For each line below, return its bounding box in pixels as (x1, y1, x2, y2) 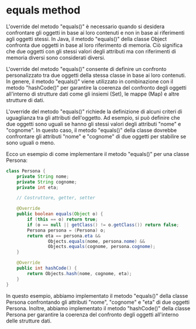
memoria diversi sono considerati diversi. (6, 54, 105, 61)
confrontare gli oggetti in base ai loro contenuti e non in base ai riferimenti (6, 29, 185, 36)
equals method (6, 4, 81, 17)
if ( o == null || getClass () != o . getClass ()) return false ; (27, 222, 180, 228)
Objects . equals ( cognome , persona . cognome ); (47, 244, 156, 250)
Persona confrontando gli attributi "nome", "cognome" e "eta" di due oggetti (6, 299, 190, 306)
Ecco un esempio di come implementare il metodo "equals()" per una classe (6, 150, 190, 157)
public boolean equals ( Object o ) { (16, 211, 104, 217)
